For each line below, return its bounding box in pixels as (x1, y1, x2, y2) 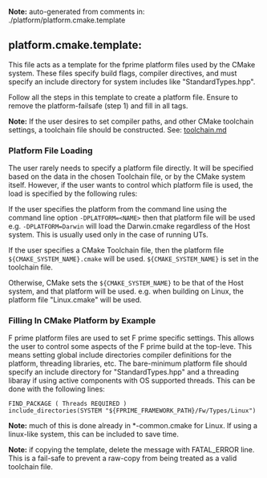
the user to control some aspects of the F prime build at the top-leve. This (8, 342, 253, 351)
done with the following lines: (8, 384, 106, 394)
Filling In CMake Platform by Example (8, 315, 156, 326)
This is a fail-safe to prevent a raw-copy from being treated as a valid (8, 453, 237, 464)
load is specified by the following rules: (8, 188, 138, 199)
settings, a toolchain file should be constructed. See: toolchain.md (8, 124, 227, 135)
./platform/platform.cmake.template (8, 15, 126, 25)
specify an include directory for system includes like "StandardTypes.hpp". (8, 76, 256, 87)
